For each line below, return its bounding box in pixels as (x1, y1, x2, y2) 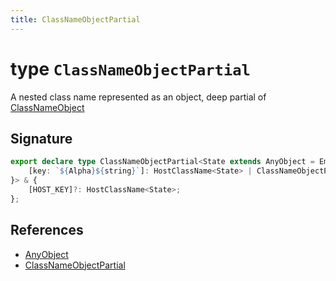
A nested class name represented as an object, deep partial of (10, 91, 267, 103)
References (10, 222, 84, 239)
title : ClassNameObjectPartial (10, 14, 141, 25)
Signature (10, 130, 73, 147)
